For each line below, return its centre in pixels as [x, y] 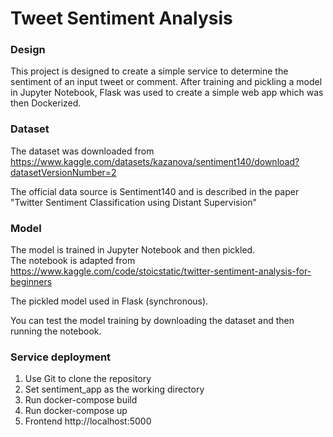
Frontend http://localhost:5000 [88, 421]
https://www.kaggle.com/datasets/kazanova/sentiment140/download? [155, 161]
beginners [31, 282]
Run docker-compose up [76, 411]
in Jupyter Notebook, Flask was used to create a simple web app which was [167, 93]
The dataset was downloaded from [82, 151]
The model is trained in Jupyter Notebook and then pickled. [133, 250]
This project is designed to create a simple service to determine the [149, 71]
